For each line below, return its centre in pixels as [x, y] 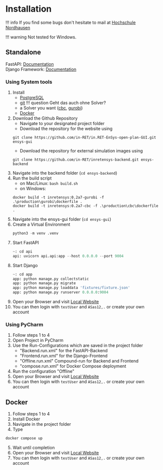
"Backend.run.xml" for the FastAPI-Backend [64, 351]
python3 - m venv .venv [35, 234]
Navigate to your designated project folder [62, 124]
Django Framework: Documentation [41, 69]
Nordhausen [18, 27]
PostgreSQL [32, 98]
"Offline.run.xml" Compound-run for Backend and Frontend [79, 361]
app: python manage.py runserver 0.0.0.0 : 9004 [60, 292]
